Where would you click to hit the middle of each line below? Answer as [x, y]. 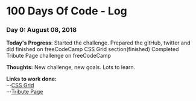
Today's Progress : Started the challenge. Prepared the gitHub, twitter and [99, 43]
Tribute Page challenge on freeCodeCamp [59, 56]
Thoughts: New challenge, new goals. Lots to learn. [71, 67]
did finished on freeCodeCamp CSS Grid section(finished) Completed [93, 49]
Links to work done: [32, 79]
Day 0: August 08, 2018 [42, 30]
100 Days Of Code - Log [67, 11]
